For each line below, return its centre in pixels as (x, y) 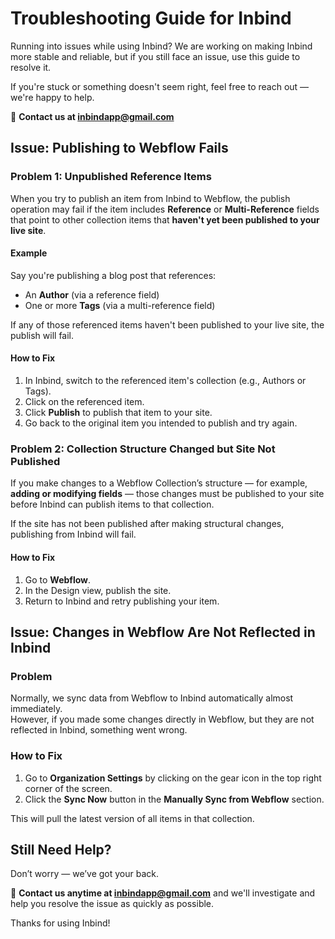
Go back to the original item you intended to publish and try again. (161, 423)
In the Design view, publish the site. (98, 590)
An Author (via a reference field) (92, 294)
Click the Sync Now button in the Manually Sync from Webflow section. (174, 799)
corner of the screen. (68, 788)
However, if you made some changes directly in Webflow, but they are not (162, 719)
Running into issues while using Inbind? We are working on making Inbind (161, 46)
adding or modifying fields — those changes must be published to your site (167, 494)
